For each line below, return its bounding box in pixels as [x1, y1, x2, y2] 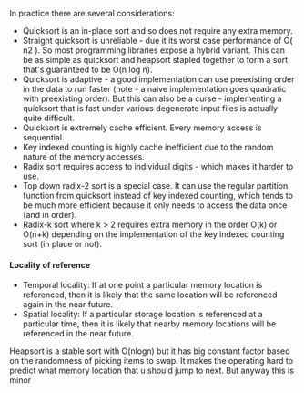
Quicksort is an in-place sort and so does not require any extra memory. [22, 26, 293, 36]
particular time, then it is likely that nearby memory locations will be [22, 318, 277, 329]
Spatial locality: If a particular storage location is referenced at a [22, 309, 263, 320]
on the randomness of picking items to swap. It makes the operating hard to [9, 356, 294, 367]
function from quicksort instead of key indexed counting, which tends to [22, 191, 294, 201]
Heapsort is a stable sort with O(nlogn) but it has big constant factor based [9, 346, 290, 357]
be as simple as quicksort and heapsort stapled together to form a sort [22, 55, 289, 65]
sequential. [22, 132, 65, 142]
